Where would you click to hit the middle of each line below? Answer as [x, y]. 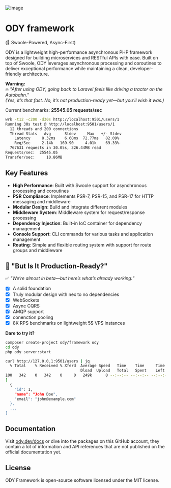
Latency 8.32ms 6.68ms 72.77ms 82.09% [67, 138]
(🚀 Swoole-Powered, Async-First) [40, 42]
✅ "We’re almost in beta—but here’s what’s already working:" [70, 278]
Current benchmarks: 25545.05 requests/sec [54, 110]
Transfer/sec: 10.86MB [34, 157]
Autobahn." [17, 95]
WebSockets [26, 300]
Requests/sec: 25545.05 [32, 152]
